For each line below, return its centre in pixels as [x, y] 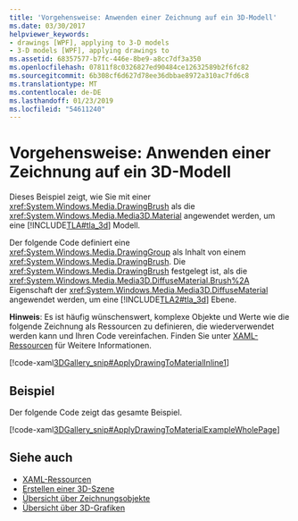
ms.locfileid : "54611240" [57, 109]
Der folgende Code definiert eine [70, 243]
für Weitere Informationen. [103, 346]
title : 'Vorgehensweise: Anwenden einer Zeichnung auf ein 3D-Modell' [143, 17]
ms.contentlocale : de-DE [55, 92]
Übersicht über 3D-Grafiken [74, 508]
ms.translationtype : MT [54, 84]
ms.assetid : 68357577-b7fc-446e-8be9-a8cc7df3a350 [105, 59]
